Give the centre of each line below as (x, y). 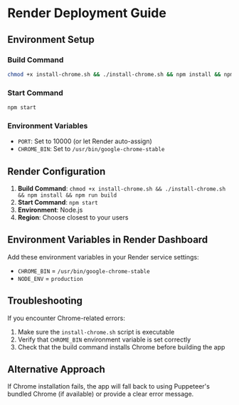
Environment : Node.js (50, 210)
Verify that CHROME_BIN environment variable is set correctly (104, 339)
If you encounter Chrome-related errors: (67, 318)
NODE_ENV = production (50, 278)
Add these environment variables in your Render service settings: (103, 257)
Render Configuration (57, 171)
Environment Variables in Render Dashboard (108, 240)
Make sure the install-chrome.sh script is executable (96, 332)
